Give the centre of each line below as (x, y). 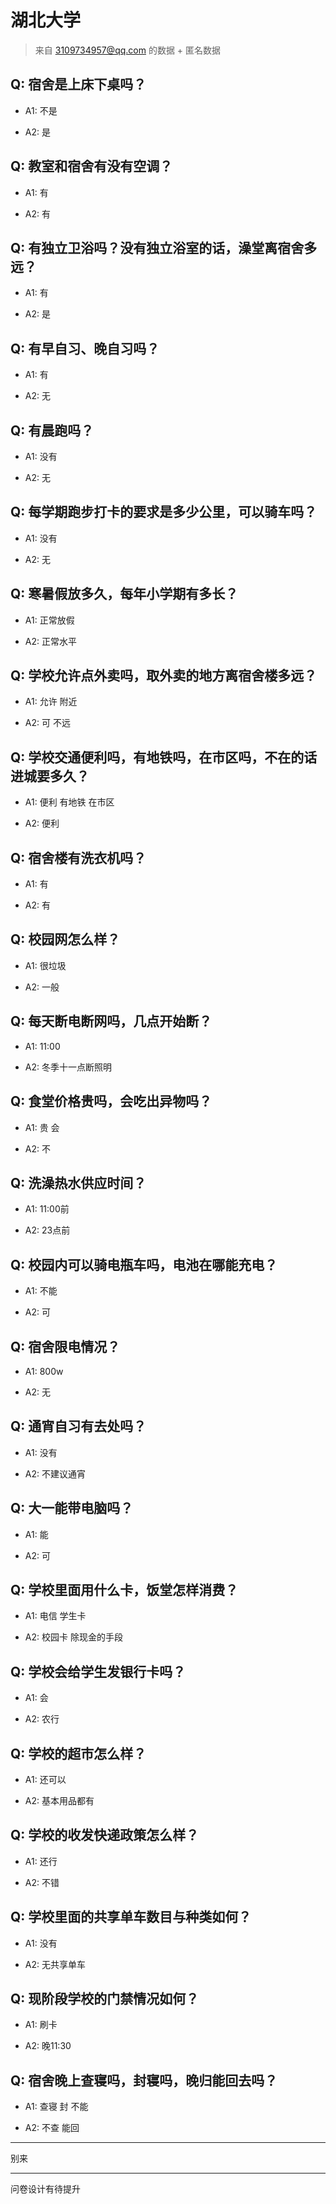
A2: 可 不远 (47, 723)
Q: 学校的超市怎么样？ (78, 1753)
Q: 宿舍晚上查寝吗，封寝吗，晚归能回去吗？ (144, 2080)
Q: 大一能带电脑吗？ (72, 1508)
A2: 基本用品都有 (59, 1800)
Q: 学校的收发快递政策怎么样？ (105, 1835)
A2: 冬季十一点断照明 (68, 1067)
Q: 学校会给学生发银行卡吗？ (98, 1671)
